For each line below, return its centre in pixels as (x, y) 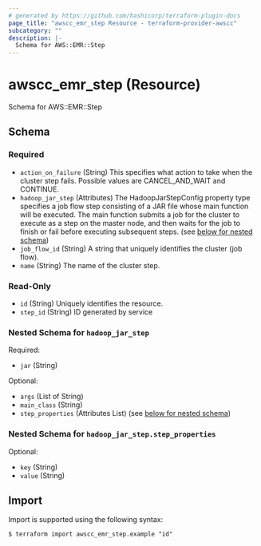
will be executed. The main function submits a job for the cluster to (130, 214)
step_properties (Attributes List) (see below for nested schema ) (125, 413)
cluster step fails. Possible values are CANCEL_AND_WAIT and (123, 180)
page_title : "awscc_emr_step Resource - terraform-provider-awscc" (123, 23)
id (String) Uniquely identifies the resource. (91, 303)
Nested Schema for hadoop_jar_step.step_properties (112, 434)
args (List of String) (51, 397)
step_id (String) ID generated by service (86, 312)
